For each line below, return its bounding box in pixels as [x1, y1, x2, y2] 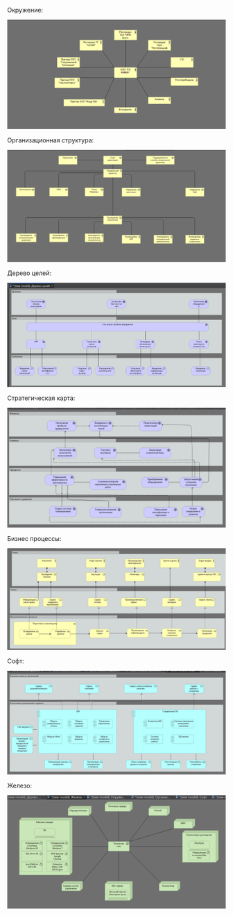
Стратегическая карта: [7, 394, 76, 402]
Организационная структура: [7, 136, 94, 144]
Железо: [7, 781, 33, 790]
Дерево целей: [7, 269, 52, 277]
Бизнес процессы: [7, 534, 62, 542]
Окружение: [7, 6, 44, 14]
